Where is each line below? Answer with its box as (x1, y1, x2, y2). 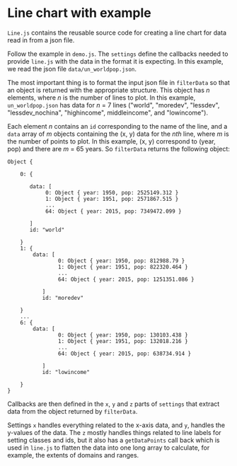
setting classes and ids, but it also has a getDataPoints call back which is (7, 436, 220, 444)
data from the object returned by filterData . (7, 407, 138, 415)
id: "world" (29, 226, 65, 233)
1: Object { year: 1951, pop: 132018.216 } (57, 337, 189, 344)
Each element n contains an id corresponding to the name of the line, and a (7, 122, 228, 130)
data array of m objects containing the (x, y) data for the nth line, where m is (7, 129, 229, 138)
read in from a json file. (7, 35, 75, 44)
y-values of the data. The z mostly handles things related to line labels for (7, 428, 221, 436)
